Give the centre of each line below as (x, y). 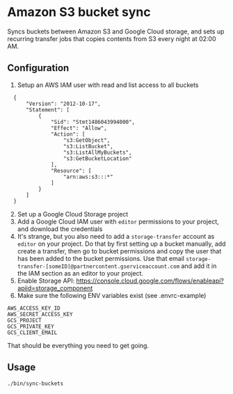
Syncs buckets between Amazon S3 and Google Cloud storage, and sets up (116, 31)
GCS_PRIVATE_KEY (31, 326)
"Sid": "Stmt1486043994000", (93, 122)
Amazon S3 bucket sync (79, 12)
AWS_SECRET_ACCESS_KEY (40, 314)
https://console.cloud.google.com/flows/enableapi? (150, 281)
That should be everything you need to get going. (78, 345)
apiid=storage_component (55, 288)
